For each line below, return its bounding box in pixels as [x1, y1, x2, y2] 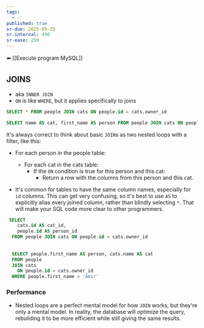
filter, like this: [6, 137, 41, 144]
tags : [6, 9, 20, 15]
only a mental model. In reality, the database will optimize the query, [15, 308, 186, 316]
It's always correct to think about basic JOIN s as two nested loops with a [6, 130, 187, 138]
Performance [6, 288, 47, 296]
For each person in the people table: [15, 149, 106, 156]
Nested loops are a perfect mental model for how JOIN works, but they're [15, 302, 198, 309]
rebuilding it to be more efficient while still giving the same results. [15, 315, 181, 322]
